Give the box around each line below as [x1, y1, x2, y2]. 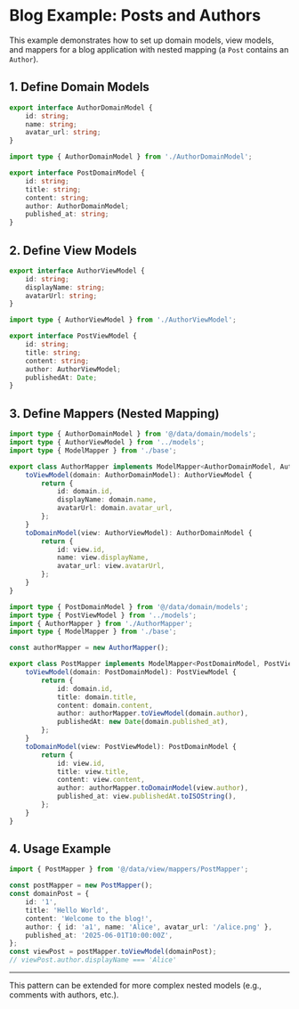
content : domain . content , [56, 701, 153, 710]
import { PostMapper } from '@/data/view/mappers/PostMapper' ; [9, 865, 249, 874]
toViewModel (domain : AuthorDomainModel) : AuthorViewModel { [25, 470, 253, 479]
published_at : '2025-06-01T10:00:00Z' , [25, 931, 174, 940]
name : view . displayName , [56, 553, 149, 562]
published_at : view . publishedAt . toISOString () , [56, 792, 238, 802]
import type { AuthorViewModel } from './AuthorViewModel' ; [9, 315, 238, 325]
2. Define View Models [9, 242, 138, 258]
